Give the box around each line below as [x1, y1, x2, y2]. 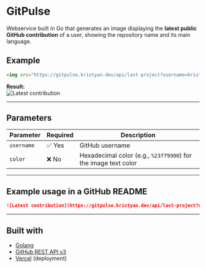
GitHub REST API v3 [15, 248, 66, 255]
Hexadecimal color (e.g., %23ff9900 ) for [79, 151, 192, 160]
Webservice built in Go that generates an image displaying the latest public [6, 25, 197, 32]
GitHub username [79, 141, 131, 150]
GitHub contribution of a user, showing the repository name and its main [6, 31, 191, 38]
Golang [15, 241, 34, 249]
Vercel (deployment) [15, 255, 67, 262]
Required [46, 131, 74, 139]
